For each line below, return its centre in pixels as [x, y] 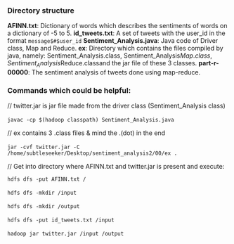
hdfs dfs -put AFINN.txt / [47, 179]
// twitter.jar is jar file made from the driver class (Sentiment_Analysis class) [117, 106]
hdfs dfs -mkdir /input [42, 193]
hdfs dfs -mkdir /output [44, 207]
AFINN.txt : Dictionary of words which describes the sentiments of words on [117, 26]
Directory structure [41, 11]
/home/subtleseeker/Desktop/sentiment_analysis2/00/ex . [92, 153]
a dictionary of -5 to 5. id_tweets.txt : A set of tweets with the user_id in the [117, 33]
